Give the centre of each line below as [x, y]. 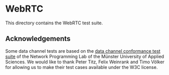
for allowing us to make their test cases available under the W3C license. [81, 67]
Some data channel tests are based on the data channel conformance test [83, 51]
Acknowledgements [38, 39]
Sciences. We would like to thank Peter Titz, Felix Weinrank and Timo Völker [85, 62]
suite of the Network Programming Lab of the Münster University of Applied [85, 56]
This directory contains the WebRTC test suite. [54, 23]
